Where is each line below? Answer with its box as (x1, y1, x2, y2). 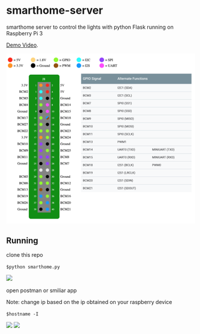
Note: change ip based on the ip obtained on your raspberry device (6, 299, 172, 306)
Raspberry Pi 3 (6, 29, 43, 37)
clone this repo (6, 251, 43, 259)
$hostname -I (6, 311, 39, 317)
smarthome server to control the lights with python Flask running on (6, 23, 174, 31)
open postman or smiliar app (6, 287, 77, 294)
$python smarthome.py (6, 264, 60, 270)
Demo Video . (6, 41, 39, 48)
